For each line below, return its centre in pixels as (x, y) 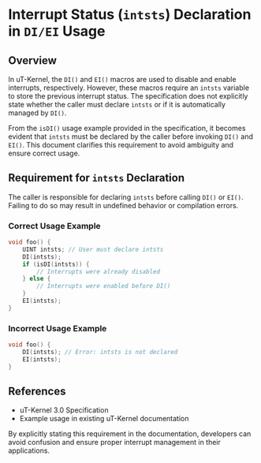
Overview (33, 60)
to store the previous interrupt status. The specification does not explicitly (128, 96)
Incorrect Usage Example (58, 328)
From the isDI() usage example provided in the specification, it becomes (127, 128)
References (37, 392)
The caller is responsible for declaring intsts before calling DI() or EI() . (126, 197)
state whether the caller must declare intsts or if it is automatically (117, 105)
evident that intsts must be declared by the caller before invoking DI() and (131, 136)
